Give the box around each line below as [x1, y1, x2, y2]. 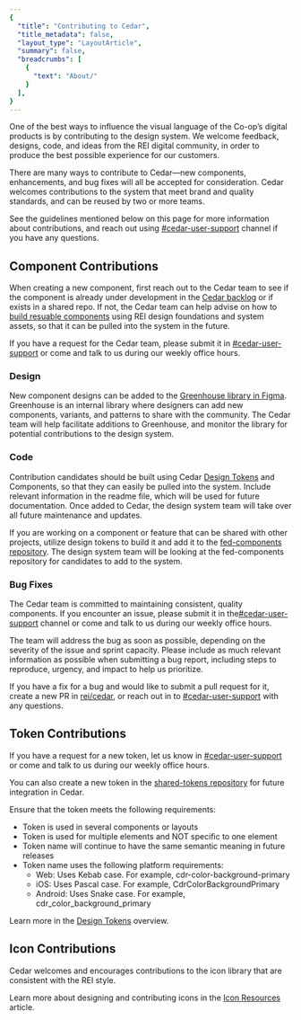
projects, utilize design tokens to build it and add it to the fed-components [9, 537, 282, 547]
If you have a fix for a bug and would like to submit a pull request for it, [9, 681, 270, 692]
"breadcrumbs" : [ [17, 55, 82, 64]
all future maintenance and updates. [9, 510, 142, 520]
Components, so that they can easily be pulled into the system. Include [9, 481, 271, 492]
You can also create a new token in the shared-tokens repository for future [9, 776, 285, 787]
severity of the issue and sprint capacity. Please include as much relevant [9, 644, 281, 656]
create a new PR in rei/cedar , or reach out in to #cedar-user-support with [9, 691, 279, 702]
